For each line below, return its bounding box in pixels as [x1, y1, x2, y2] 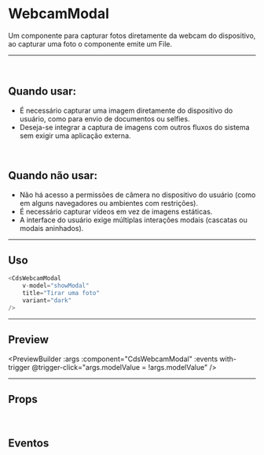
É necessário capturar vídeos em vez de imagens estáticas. [19, 207, 213, 216]
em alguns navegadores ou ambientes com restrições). [19, 198, 199, 207]
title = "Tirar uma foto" [22, 289, 101, 297]
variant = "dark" [22, 296, 72, 304]
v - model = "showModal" [22, 282, 90, 290]
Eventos [8, 436, 49, 449]
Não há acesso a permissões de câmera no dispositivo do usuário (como [19, 190, 256, 200]
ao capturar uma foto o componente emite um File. [8, 39, 173, 48]
